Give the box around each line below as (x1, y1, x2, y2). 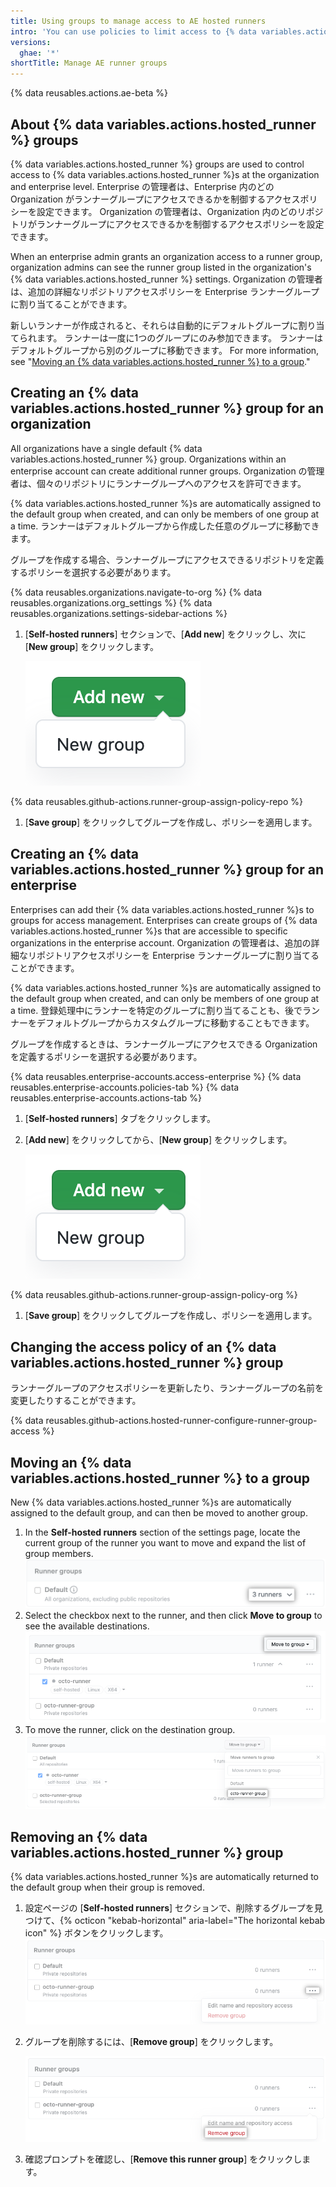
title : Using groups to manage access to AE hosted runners (10, 16, 267, 26)
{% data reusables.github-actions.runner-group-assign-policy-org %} (10, 1288, 298, 1300)
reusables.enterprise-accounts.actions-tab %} (10, 1091, 202, 1104)
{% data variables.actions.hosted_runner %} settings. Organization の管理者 (10, 273, 323, 285)
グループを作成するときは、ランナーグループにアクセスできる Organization (10, 1038, 318, 1050)
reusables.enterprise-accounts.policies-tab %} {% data (10, 1081, 240, 1093)
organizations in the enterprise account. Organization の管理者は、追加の (10, 936, 312, 949)
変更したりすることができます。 (10, 1395, 142, 1407)
